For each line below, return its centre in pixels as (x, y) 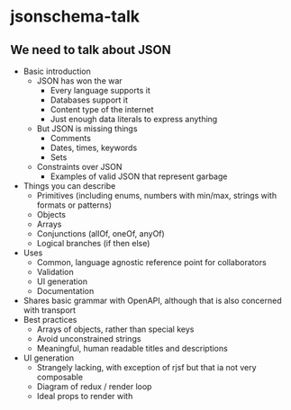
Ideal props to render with (85, 396)
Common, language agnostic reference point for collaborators (151, 262)
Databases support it (89, 100)
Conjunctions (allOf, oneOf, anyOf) (100, 234)
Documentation (65, 291)
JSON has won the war (79, 81)
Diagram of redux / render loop (94, 387)
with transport (49, 310)
